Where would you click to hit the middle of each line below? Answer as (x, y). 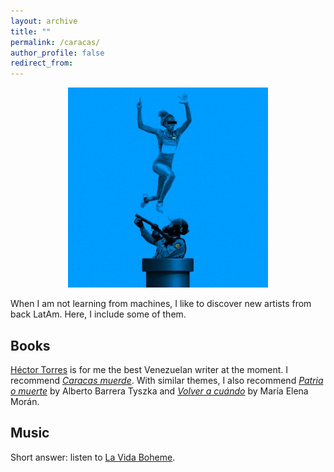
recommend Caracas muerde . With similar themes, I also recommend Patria (167, 380)
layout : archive (44, 21)
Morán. (25, 401)
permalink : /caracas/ (55, 42)
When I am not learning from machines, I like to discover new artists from (161, 304)
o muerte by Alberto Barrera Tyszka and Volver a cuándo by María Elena (159, 391)
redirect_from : (42, 63)
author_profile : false (57, 53)
